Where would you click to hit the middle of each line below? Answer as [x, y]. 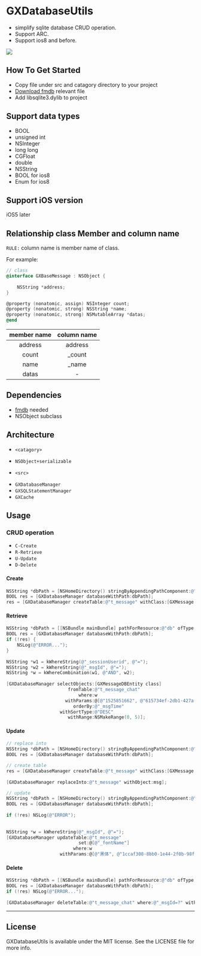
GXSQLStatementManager [43, 491]
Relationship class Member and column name [93, 234]
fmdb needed [32, 410]
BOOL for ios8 [32, 175]
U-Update [26, 559]
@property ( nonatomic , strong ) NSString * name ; [67, 309]
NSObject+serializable [43, 461]
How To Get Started [43, 70]
